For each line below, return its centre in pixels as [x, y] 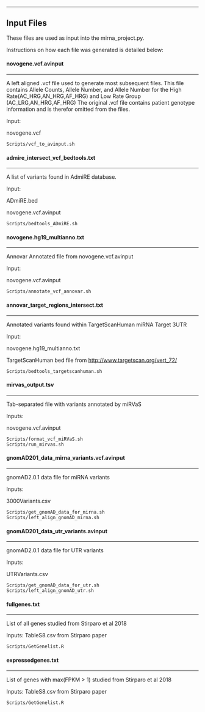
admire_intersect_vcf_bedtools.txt [51, 157]
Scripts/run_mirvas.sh [35, 444]
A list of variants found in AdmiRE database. [62, 177]
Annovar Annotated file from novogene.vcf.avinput [70, 257]
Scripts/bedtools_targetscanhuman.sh [54, 371]
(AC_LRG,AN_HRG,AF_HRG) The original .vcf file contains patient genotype [101, 103]
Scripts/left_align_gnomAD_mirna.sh [53, 518]
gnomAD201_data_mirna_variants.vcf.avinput [66, 458]
